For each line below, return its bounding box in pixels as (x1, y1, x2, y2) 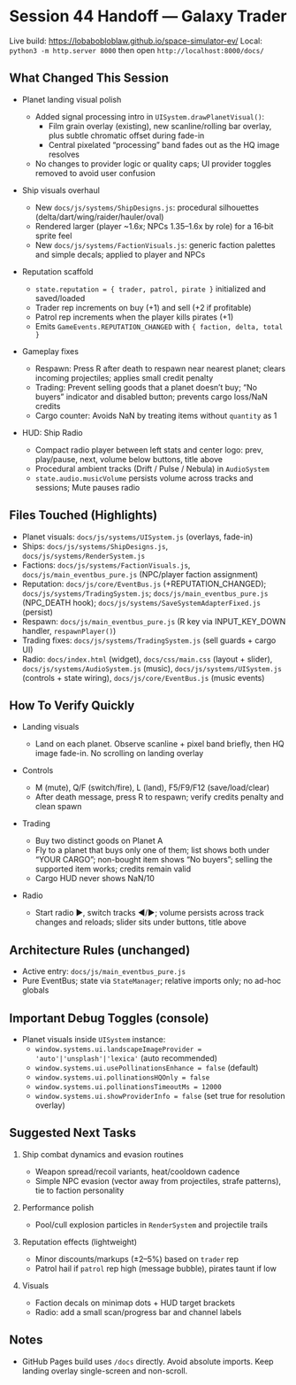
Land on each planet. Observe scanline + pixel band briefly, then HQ (34, 739, 285, 749)
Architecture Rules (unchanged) (9, 942, 191, 957)
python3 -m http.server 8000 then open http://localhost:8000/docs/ (9, 44, 265, 55)
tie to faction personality (34, 1185, 125, 1195)
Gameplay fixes (21, 345, 80, 356)
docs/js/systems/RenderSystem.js (21, 552, 146, 561)
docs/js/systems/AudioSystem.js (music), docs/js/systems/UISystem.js (21, 662, 283, 674)
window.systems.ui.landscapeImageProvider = (34, 1045, 202, 1054)
